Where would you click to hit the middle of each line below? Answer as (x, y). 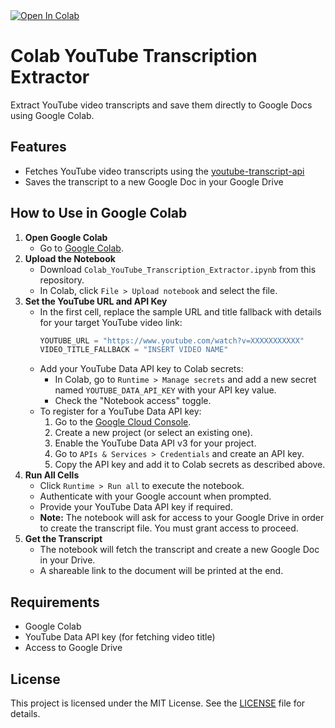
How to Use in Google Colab (99, 213)
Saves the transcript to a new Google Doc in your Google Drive (154, 181)
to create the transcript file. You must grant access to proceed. (169, 528)
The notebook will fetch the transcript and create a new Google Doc (179, 550)
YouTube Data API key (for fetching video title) (120, 637)
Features (38, 147)
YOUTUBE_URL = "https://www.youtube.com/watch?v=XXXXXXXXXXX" (172, 340)
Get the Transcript (63, 539)
